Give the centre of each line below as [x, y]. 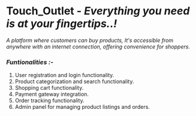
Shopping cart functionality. [49, 88]
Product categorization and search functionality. [74, 81]
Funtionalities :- [30, 62]
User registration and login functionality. [64, 75]
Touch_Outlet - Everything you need [98, 11]
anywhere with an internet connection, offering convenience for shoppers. [98, 47]
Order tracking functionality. [50, 100]
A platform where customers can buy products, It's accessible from [90, 40]
